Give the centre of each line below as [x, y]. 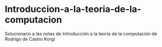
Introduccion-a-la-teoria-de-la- [73, 9]
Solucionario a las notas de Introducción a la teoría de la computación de [81, 33]
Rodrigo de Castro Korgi [30, 39]
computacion [33, 20]
